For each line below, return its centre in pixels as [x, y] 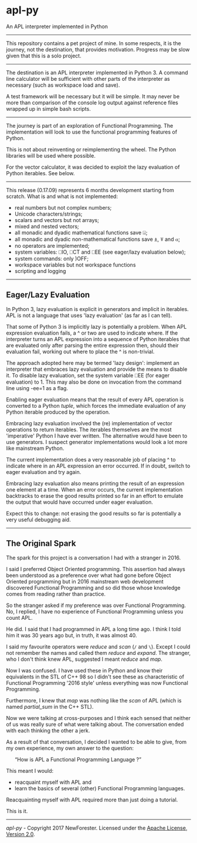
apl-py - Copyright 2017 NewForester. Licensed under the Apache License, [97, 828]
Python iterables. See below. [40, 173]
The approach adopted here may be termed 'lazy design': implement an [93, 363]
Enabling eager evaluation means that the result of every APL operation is [95, 400]
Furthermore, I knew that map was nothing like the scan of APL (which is [94, 700]
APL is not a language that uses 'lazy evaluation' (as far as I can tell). [89, 315]
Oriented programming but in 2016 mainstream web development [85, 581]
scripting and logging [40, 271]
